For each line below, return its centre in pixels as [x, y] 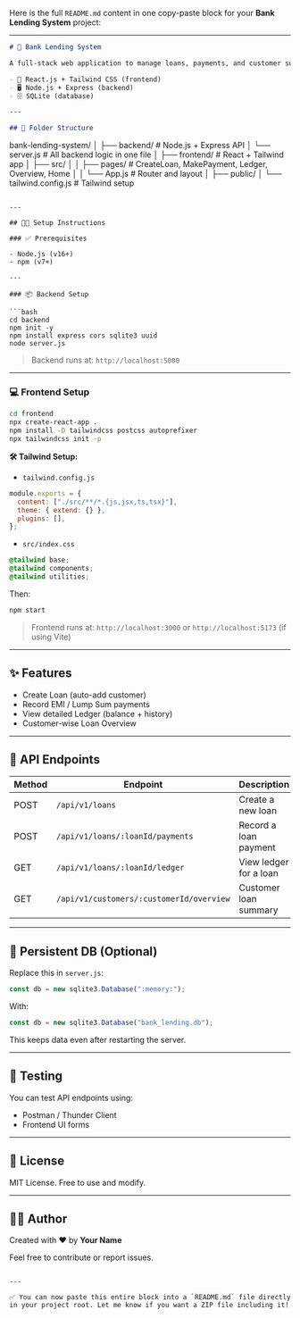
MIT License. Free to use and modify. [78, 1182]
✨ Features [41, 673]
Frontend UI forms [56, 1124]
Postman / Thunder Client [70, 1114]
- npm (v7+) [31, 263]
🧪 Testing [36, 1076]
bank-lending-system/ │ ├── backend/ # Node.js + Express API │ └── [140, 146]
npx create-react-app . [54, 422]
